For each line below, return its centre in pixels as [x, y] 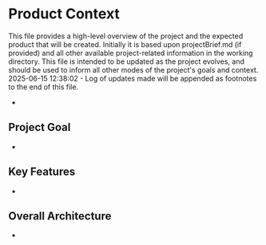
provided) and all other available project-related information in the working [131, 53]
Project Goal [40, 127]
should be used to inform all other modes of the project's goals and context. [133, 69]
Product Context [64, 14]
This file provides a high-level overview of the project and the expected [126, 36]
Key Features [42, 172]
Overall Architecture [60, 216]
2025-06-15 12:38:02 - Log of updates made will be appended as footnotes [133, 78]
